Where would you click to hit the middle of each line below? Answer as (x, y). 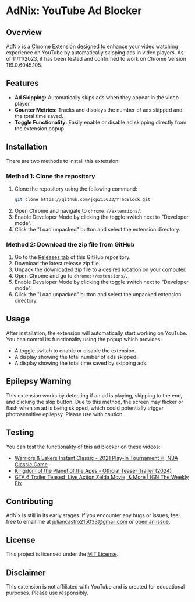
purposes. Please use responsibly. (47, 593)
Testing (20, 433)
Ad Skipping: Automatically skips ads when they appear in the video (97, 97)
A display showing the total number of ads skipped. (76, 357)
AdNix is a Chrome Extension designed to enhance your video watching (92, 46)
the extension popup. (40, 128)
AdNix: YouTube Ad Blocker (74, 11)
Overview (24, 32)
